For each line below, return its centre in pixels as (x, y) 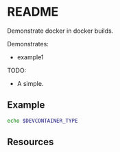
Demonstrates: (28, 44)
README (33, 12)
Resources (31, 142)
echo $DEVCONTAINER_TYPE (43, 121)
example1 (30, 57)
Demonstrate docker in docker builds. (60, 31)
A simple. (30, 83)
